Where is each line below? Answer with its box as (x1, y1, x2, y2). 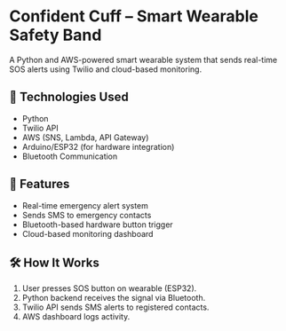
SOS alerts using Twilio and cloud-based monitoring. (9, 64, 203, 75)
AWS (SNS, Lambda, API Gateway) (21, 131, 149, 143)
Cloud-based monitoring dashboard (21, 228, 154, 239)
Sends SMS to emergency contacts (21, 209, 152, 220)
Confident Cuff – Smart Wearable (9, 6, 259, 27)
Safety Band (9, 25, 102, 45)
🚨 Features (9, 177, 70, 192)
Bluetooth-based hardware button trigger (21, 219, 173, 230)
